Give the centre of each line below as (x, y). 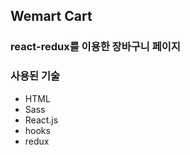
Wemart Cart (51, 16)
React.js (41, 120)
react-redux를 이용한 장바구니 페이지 (95, 47)
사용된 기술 (35, 76)
